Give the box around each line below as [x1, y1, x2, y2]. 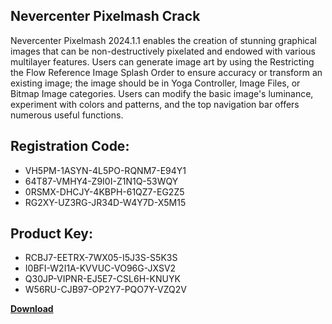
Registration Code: [10, 138, 130, 155]
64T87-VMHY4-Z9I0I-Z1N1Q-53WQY [24, 175, 179, 187]
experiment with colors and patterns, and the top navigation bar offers [10, 98, 300, 110]
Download [10, 303, 54, 315]
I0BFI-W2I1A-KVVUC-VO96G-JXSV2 [24, 262, 177, 274]
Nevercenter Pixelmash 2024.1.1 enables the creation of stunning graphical [10, 34, 317, 46]
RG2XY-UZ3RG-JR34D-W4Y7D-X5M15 [24, 196, 187, 208]
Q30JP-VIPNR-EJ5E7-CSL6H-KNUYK [24, 273, 181, 285]
